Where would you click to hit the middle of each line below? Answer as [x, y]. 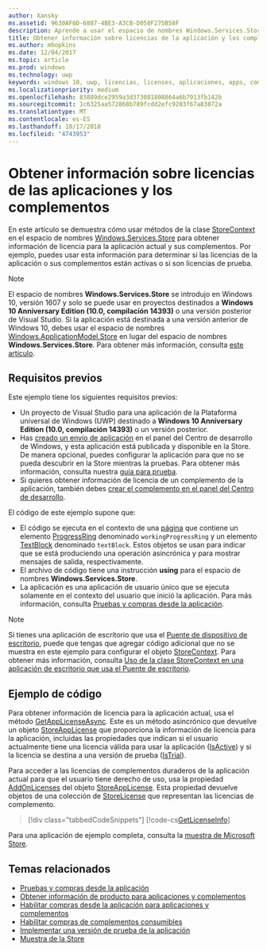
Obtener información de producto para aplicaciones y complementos [133, 896]
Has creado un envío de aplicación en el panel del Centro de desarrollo [136, 438]
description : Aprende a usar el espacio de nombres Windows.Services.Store [136, 30]
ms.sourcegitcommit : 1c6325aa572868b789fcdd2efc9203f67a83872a [115, 104]
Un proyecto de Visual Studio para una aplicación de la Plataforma [128, 413]
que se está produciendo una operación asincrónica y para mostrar [130, 553]
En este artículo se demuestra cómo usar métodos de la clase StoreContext [132, 229]
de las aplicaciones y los [91, 190]
